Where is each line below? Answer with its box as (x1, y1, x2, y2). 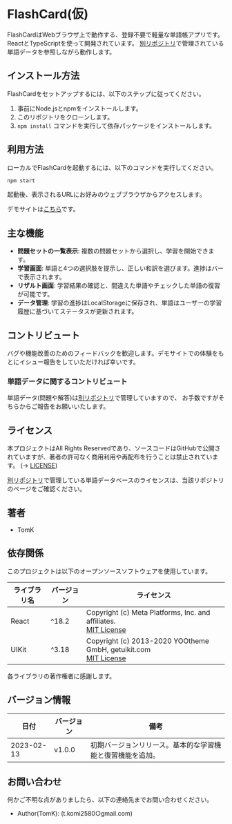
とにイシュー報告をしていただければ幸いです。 (7, 358, 139, 366)
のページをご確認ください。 (7, 485, 86, 493)
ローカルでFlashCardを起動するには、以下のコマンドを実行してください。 (7, 163, 217, 171)
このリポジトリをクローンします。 (17, 113, 114, 121)
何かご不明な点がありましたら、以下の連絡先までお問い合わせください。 (7, 796, 213, 804)
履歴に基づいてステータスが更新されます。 (17, 307, 138, 316)
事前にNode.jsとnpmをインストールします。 (17, 104, 142, 113)
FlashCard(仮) (7, 6, 88, 22)
